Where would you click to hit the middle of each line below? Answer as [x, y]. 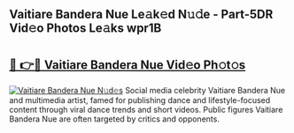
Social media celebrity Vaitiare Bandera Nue [205, 90]
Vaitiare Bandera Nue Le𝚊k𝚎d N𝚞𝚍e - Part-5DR [141, 15]
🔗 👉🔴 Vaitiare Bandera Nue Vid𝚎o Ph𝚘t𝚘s [128, 65]
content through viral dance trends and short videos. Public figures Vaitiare [146, 110]
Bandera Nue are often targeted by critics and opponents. [114, 119]
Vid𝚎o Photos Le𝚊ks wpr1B [85, 29]
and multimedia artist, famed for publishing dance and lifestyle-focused [140, 100]
